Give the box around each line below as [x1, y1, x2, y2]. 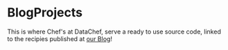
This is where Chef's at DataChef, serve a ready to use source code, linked [7, 27, 222, 36]
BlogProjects [7, 5, 83, 21]
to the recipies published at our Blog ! [7, 34, 113, 42]
